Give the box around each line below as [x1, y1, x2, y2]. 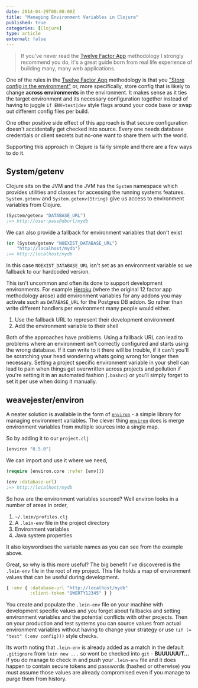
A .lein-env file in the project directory [14, 519, 110, 526]
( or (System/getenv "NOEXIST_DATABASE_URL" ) [6, 240, 118, 246]
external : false [6, 36, 46, 42]
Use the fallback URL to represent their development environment [14, 316, 175, 323]
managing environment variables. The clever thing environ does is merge [6, 417, 184, 424]
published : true [6, 20, 46, 25]
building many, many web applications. [20, 65, 116, 72]
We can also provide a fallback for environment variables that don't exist [6, 229, 183, 236]
